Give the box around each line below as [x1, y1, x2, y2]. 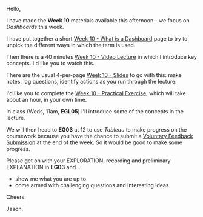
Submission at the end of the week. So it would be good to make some [6, 139, 183, 146]
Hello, [6, 5, 21, 12]
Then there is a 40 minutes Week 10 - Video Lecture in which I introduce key [6, 53, 197, 60]
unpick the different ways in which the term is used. [6, 42, 136, 48]
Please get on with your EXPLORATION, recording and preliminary [6, 157, 171, 164]
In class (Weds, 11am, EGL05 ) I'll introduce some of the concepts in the [6, 108, 184, 115]
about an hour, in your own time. [6, 96, 87, 103]
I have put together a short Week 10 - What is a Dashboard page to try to [6, 35, 188, 42]
